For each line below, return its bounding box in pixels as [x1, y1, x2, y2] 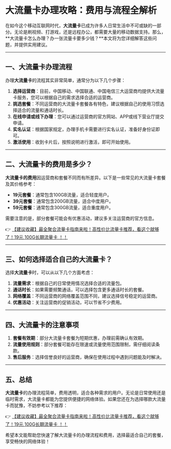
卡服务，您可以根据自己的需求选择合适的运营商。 [12, 94, 116, 100]
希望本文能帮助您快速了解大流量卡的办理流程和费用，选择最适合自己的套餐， [5, 432, 166, 438]
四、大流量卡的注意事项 [5, 320, 79, 329]
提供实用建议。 [18, 41, 50, 47]
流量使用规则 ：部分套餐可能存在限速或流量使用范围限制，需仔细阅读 [12, 342, 156, 348]
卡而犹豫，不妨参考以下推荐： [5, 403, 68, 408]
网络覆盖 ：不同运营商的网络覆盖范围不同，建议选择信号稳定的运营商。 [12, 293, 160, 299]
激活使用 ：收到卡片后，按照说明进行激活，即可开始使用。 [12, 138, 133, 145]
